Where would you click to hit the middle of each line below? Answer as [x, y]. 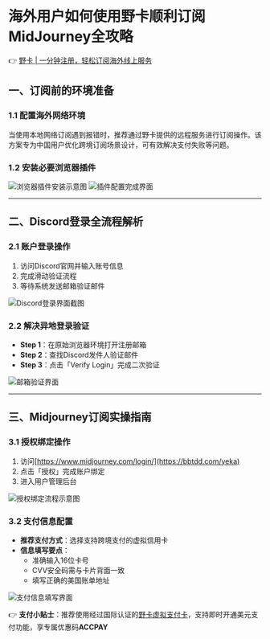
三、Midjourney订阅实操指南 [80, 418]
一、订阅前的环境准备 [61, 90]
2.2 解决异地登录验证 [49, 326]
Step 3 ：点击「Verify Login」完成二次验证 [90, 365]
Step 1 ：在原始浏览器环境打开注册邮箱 [83, 344]
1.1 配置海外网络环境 [47, 116]
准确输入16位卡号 [60, 560]
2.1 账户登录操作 [39, 247]
